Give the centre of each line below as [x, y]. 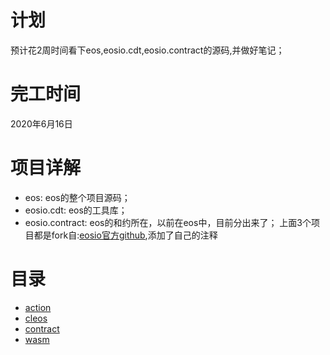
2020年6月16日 [41, 123]
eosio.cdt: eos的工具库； [76, 210]
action [38, 307]
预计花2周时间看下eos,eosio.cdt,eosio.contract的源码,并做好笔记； [147, 50]
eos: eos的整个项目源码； [77, 197]
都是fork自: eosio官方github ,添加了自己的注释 [125, 235]
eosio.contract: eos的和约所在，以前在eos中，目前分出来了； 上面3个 [168, 222]
